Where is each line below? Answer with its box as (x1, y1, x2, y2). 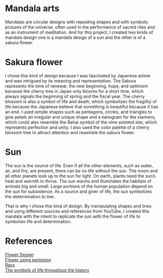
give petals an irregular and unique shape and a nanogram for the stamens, (5, 114, 156, 120)
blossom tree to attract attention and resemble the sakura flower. (5, 129, 135, 135)
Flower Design (5, 251, 34, 258)
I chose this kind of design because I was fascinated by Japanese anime (5, 72, 151, 78)
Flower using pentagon (5, 257, 51, 262)
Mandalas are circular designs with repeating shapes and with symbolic (5, 19, 149, 25)
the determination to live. (5, 193, 55, 199)
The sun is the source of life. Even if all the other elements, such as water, (5, 162, 153, 168)
